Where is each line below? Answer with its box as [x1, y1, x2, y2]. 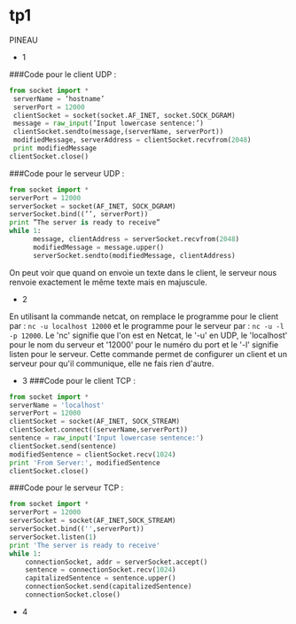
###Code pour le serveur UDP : [9, 168, 125, 178]
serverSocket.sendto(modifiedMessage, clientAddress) [32, 251, 237, 260]
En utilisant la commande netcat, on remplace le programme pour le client [9, 311, 279, 322]
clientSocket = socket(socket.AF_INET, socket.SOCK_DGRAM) [12, 111, 237, 120]
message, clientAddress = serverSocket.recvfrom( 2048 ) [32, 235, 240, 244]
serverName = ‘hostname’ [12, 94, 105, 103]
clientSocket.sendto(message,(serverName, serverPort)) [12, 128, 224, 136]
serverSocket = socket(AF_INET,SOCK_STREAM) [9, 516, 176, 526]
